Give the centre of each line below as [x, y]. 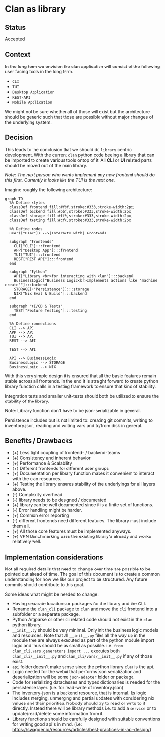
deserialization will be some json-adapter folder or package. [73, 677]
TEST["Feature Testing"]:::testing [50, 311]
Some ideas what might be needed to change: [52, 594]
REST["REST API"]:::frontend [44, 259]
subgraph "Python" [29, 272]
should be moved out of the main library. [46, 165]
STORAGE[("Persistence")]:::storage [52, 289]
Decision [19, 138]
